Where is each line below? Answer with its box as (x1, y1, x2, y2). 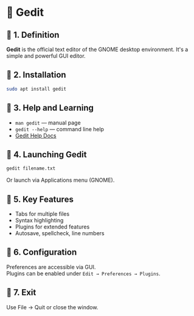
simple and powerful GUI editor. (6, 52, 86, 60)
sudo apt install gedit (6, 86, 67, 92)
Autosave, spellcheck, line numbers (15, 230, 105, 236)
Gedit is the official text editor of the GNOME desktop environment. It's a (6, 46, 189, 53)
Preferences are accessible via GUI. (6, 263, 96, 270)
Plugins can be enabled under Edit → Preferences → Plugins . (6, 270, 161, 277)
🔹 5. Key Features (6, 194, 74, 204)
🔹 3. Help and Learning (6, 103, 94, 113)
